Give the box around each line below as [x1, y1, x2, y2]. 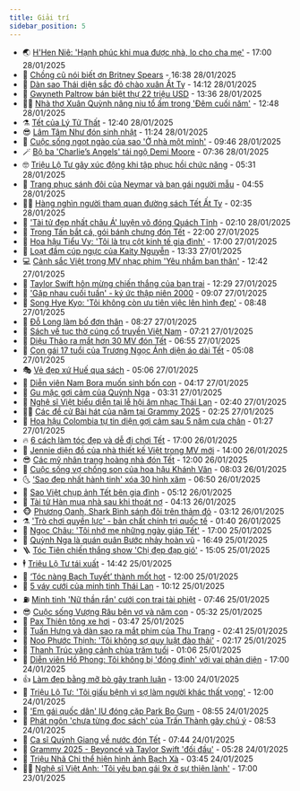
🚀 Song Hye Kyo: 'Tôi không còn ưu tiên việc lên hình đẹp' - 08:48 [21, 297, 267, 308]
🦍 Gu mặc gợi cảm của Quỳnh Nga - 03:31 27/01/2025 [21, 387, 222, 398]
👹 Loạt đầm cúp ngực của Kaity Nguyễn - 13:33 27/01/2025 [21, 245, 242, 256]
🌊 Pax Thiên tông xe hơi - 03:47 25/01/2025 [21, 616, 184, 627]
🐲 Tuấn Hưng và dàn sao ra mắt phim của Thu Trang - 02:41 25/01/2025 [21, 625, 288, 636]
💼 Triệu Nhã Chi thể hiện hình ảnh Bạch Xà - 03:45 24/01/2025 [21, 753, 253, 764]
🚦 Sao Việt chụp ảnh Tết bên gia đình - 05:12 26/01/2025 [21, 487, 233, 497]
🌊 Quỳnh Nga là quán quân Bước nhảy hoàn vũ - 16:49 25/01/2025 [21, 534, 268, 545]
